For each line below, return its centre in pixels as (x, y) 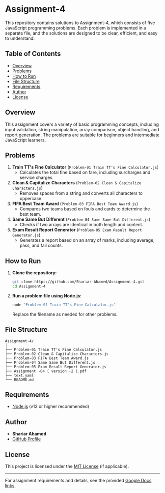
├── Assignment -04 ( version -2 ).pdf (46, 371)
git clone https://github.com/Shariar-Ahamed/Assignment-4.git (78, 282)
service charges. (37, 177)
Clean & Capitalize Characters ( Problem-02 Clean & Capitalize (77, 183)
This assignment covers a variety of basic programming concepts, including (82, 124)
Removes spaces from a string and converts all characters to (81, 193)
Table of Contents (33, 54)
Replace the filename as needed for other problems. (65, 314)
